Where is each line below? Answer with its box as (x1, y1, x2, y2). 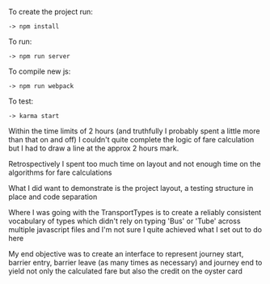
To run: (8, 36, 32, 46)
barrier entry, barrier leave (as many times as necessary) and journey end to (8, 258, 263, 267)
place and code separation (8, 192, 98, 201)
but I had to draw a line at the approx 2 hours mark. (8, 143, 179, 153)
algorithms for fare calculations (8, 167, 112, 177)
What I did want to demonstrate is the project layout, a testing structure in (8, 184, 254, 193)
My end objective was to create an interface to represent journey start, (8, 249, 244, 258)
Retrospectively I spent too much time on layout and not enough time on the (8, 159, 261, 168)
